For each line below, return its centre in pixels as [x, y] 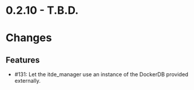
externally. [27, 81]
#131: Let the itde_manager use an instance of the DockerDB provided [101, 74]
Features [23, 60]
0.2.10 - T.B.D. [42, 10]
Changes [29, 38]
